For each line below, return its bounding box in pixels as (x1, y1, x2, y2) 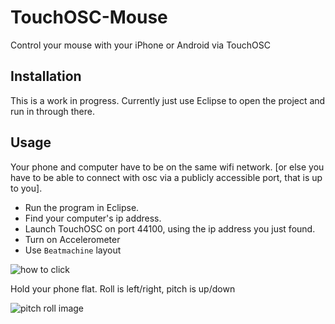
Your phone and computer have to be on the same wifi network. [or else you (10, 161, 325, 173)
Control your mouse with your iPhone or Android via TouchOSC (10, 39, 271, 51)
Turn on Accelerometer (24, 233, 121, 245)
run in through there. (10, 105, 95, 117)
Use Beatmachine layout (24, 244, 122, 256)
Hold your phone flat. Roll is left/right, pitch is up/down (10, 282, 236, 295)
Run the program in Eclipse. (24, 201, 140, 213)
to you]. (10, 182, 43, 194)
